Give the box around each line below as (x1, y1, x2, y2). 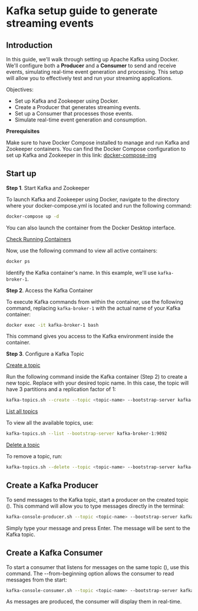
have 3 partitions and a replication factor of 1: (6, 386, 116, 393)
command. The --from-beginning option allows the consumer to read (6, 570, 174, 577)
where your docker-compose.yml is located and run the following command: (6, 202, 192, 209)
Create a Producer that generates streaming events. (14, 104, 141, 110)
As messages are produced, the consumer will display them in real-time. (6, 598, 182, 605)
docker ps (6, 258, 31, 264)
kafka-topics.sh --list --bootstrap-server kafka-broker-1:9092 (6, 431, 167, 437)
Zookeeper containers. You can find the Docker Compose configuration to (6, 146, 186, 152)
